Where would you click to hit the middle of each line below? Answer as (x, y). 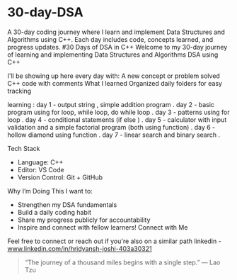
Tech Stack (24, 148)
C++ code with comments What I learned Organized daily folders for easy (115, 83)
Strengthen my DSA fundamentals (67, 205)
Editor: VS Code (41, 169)
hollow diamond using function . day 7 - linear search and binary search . (114, 135)
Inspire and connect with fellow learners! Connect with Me (103, 227)
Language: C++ (40, 162)
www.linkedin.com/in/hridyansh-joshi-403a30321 (80, 248)
